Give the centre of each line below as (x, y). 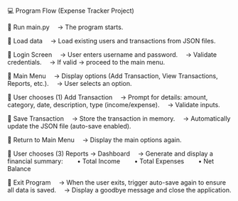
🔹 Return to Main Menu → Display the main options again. (95, 140)
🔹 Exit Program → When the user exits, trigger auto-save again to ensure (117, 183)
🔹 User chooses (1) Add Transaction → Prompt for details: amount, (108, 97)
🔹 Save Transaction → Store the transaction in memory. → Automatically (119, 119)
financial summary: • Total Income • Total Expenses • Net (111, 161)
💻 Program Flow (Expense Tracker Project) (71, 11)
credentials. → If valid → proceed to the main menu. (86, 62)
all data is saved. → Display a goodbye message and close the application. (119, 190)
